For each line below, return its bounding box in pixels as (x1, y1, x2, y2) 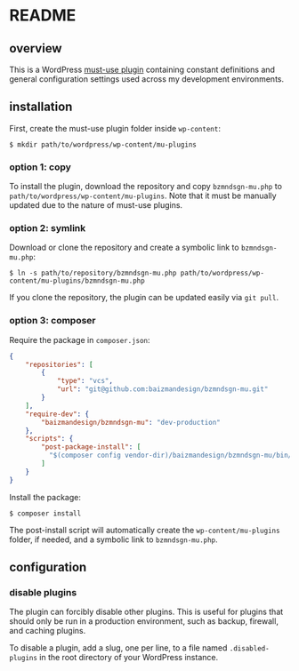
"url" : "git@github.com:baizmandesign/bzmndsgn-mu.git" (56, 385, 269, 394)
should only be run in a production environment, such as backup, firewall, (9, 616, 279, 627)
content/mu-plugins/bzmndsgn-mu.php (9, 276, 145, 285)
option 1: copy (9, 161, 71, 173)
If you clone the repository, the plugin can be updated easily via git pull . (9, 292, 279, 303)
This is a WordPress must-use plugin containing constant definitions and (9, 64, 276, 75)
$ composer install (9, 508, 82, 518)
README (9, 5, 77, 26)
